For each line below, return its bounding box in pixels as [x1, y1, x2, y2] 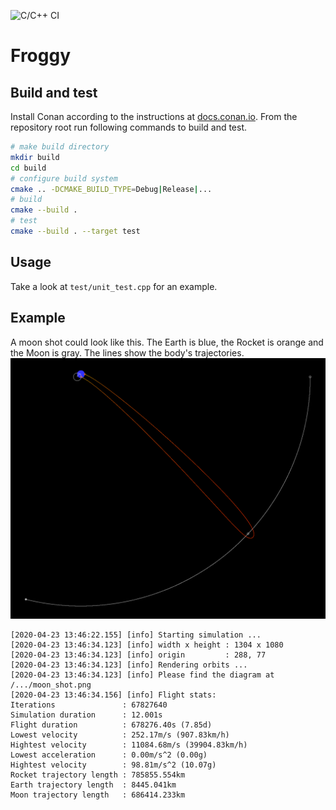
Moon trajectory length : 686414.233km [10, 790, 186, 800]
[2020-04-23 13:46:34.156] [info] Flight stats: [10, 690, 217, 700]
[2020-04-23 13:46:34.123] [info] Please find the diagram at [10, 670, 275, 680]
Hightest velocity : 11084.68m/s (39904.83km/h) [10, 740, 248, 750]
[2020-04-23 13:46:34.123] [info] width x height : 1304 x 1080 [10, 640, 284, 650]
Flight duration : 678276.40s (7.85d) [10, 720, 213, 730]
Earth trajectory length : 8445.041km [10, 780, 177, 790]
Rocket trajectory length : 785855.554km [10, 770, 186, 780]
